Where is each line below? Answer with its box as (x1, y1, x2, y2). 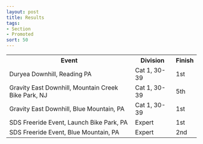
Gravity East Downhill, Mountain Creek (9, 83, 118, 91)
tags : (6, 20, 20, 26)
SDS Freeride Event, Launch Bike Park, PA (9, 119, 128, 126)
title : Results (6, 15, 45, 21)
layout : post (6, 8, 39, 15)
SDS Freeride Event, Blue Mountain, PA (9, 128, 120, 136)
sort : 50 (6, 37, 28, 43)
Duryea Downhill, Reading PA (9, 70, 92, 78)
